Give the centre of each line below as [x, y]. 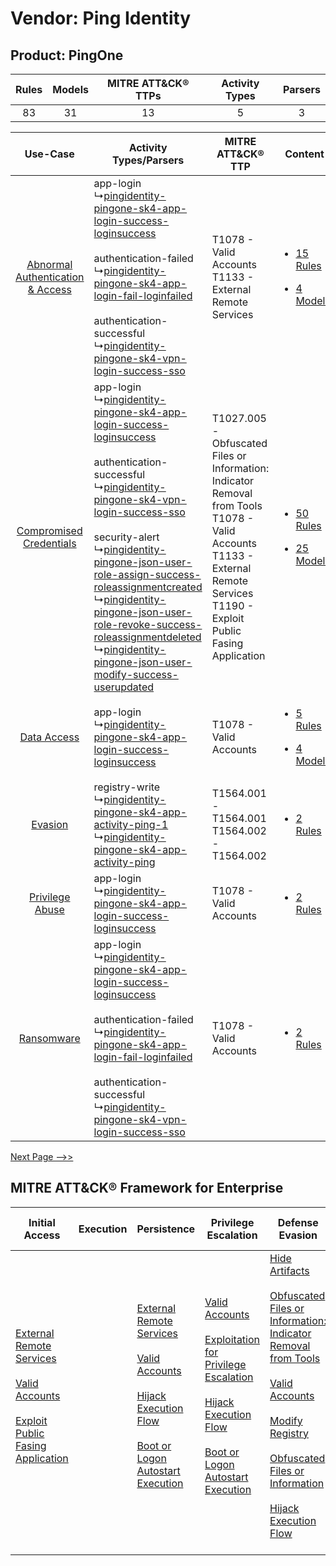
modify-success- [136, 674]
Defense [298, 1222]
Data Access [49, 737]
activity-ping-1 [131, 824]
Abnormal [49, 264]
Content [304, 154]
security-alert [126, 537]
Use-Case [49, 154]
